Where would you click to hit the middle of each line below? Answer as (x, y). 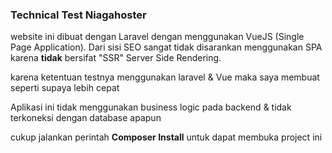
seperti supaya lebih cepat (65, 88)
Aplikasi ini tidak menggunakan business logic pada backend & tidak (151, 107)
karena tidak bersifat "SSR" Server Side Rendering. (116, 58)
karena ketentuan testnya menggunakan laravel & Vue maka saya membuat (165, 77)
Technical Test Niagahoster (78, 15)
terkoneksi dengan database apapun (86, 118)
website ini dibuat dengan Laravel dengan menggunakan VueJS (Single (157, 37)
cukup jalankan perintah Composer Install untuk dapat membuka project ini (166, 137)
